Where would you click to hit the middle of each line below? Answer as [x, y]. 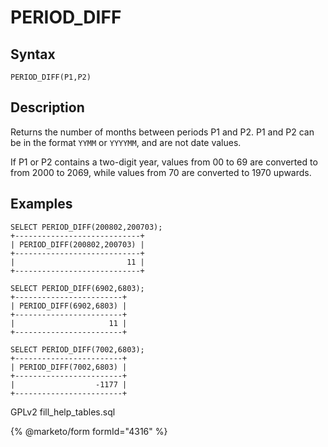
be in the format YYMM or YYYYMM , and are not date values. [126, 142]
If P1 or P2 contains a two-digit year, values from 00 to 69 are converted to [164, 162]
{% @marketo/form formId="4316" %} [89, 431]
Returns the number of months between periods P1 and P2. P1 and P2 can [162, 132]
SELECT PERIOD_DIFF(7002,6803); [77, 349]
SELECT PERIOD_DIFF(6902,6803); [77, 288]
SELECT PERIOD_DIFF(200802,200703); [86, 227]
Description [47, 107]
